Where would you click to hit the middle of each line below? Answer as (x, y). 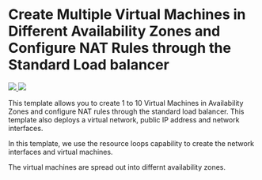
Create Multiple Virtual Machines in (127, 15)
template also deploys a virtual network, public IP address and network (124, 119)
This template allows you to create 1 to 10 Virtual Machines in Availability (126, 103)
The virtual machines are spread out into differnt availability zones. (117, 167)
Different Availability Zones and (114, 31)
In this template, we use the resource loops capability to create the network (131, 143)
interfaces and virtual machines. (61, 152)
